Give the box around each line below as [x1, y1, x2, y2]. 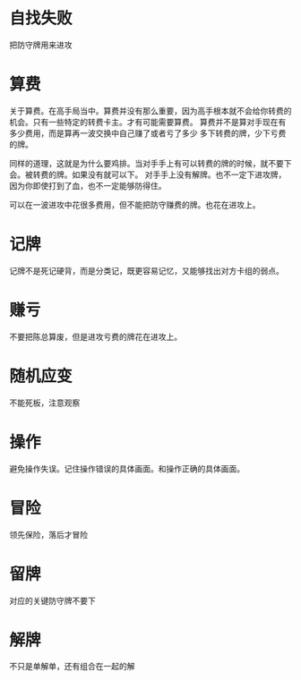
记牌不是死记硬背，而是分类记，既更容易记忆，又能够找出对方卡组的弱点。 [9, 265, 284, 276]
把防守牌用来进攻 [9, 39, 73, 50]
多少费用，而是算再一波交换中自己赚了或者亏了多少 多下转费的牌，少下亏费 [9, 127, 287, 139]
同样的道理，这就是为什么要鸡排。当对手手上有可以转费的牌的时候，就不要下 [9, 157, 292, 168]
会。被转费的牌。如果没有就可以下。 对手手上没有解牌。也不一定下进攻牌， [9, 169, 287, 180]
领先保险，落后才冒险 [9, 529, 88, 540]
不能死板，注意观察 [9, 397, 81, 408]
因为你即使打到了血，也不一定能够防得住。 [9, 180, 167, 191]
